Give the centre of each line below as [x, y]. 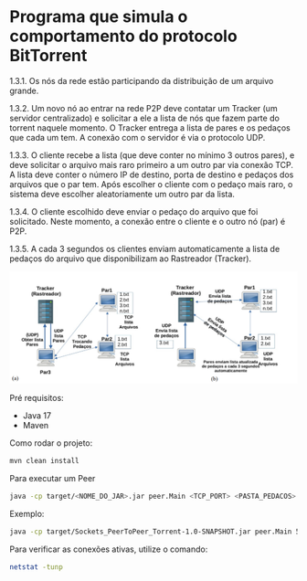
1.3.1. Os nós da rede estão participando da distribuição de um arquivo [142, 80]
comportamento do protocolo [123, 36]
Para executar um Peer [53, 479]
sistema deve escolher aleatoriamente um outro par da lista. [122, 194]
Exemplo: [27, 514]
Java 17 [37, 416]
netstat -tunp [37, 567]
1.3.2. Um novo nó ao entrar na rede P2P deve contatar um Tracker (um [143, 108]
